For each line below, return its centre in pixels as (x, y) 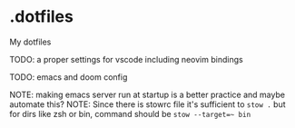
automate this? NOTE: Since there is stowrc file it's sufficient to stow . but (147, 104)
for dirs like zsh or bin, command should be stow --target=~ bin (130, 113)
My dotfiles (30, 42)
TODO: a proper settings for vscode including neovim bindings (126, 59)
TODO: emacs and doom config (69, 77)
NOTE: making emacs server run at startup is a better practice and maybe (147, 94)
